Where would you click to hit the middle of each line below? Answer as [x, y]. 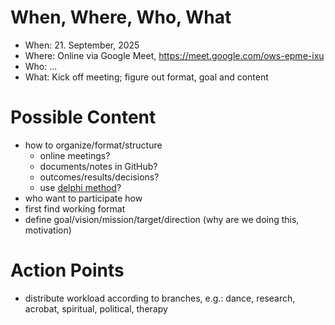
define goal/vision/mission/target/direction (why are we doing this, [162, 219]
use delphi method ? [80, 187]
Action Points [67, 270]
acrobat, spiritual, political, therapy [96, 308]
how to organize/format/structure [93, 145]
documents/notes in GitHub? [98, 166]
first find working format [75, 208]
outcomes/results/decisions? [99, 177]
